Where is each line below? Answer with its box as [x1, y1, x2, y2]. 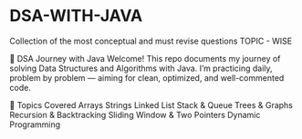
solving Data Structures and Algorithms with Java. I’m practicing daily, [9, 63, 273, 74]
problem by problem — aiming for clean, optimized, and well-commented [9, 72, 285, 83]
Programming [9, 119, 61, 130]
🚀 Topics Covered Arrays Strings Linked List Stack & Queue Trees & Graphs [9, 99, 294, 110]
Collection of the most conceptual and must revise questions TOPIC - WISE [9, 35, 293, 46]
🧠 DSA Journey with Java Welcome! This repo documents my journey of [9, 53, 281, 64]
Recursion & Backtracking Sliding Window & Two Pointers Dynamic [9, 109, 261, 120]
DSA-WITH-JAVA [9, 5, 143, 26]
